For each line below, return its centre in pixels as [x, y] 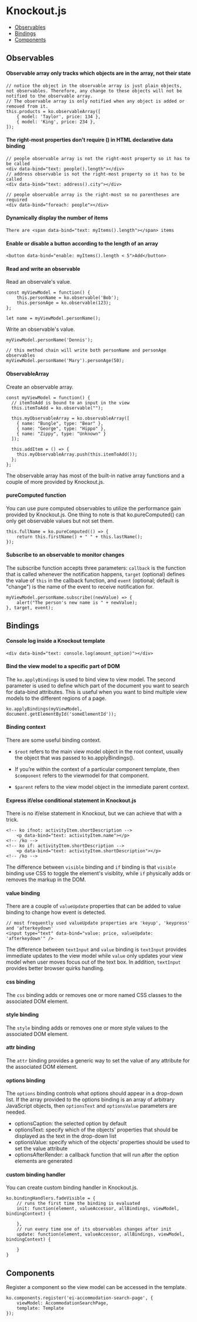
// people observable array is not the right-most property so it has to [98, 158]
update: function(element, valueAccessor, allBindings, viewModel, [101, 1234]
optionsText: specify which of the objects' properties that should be [96, 1130]
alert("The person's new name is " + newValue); [77, 602]
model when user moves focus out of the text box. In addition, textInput [94, 962]
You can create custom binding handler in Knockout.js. [72, 1188]
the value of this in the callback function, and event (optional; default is [93, 580]
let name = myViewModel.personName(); [53, 318]
